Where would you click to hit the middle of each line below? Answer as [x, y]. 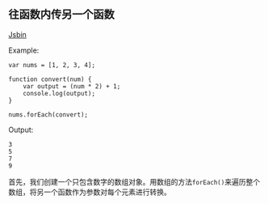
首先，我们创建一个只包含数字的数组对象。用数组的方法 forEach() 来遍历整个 [134, 181]
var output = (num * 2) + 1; [72, 86]
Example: [24, 50]
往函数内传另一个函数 [61, 15]
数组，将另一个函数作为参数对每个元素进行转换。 [90, 192]
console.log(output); [59, 93]
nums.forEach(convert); [48, 115]
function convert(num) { [50, 79]
